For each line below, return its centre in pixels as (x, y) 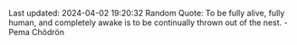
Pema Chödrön (37, 32)
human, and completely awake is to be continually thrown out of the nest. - (148, 22)
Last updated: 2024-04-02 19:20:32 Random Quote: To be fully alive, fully (147, 13)
